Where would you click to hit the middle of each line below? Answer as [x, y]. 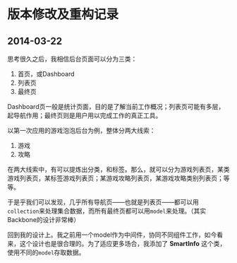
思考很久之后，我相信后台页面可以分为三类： [72, 59]
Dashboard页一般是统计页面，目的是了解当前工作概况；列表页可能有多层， [116, 106]
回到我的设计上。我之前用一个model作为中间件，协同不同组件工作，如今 [112, 235]
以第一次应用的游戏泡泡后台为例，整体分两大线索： [81, 130]
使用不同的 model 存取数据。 [46, 252]
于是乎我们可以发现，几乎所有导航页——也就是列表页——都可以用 [103, 202]
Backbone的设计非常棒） [44, 220]
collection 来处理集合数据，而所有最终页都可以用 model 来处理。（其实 [107, 211]
